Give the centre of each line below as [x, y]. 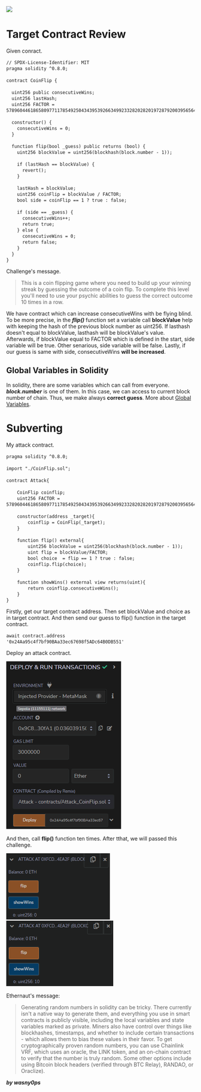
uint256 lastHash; [35, 98]
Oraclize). [33, 1070]
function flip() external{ [51, 540]
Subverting [34, 428]
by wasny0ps [23, 1082]
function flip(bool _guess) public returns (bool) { [79, 146]
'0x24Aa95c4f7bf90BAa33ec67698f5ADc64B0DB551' [65, 642]
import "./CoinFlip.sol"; [38, 468]
